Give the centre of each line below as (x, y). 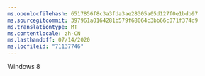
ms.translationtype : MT (43, 27)
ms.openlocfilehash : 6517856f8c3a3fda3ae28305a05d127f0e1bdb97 (103, 14)
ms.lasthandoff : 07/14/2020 (49, 40)
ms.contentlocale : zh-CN (44, 33)
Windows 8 (24, 66)
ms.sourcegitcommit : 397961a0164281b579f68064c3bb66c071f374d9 (103, 20)
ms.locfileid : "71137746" (45, 46)
